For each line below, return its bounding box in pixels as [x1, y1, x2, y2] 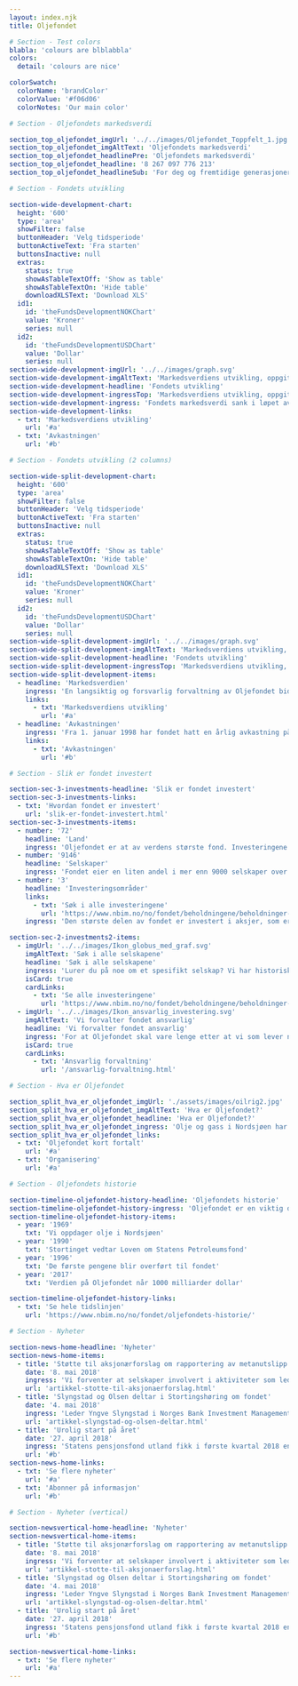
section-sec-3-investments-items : [9, 818, 137, 827]
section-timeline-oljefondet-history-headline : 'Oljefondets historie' [9, 1195, 279, 1204]
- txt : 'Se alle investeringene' [32, 991, 157, 1000]
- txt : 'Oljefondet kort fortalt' [17, 1139, 145, 1147]
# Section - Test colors [9, 37, 101, 46]
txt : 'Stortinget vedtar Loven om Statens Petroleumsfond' [25, 1245, 248, 1254]
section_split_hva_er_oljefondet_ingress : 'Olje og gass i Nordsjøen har [9, 1122, 288, 1131]
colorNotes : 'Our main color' [17, 103, 129, 112]
